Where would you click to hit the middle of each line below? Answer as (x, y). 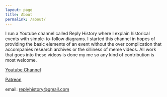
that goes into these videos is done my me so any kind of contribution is (80, 55)
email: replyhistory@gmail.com (37, 89)
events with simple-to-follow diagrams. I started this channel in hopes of (80, 39)
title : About (19, 15)
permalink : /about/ (26, 19)
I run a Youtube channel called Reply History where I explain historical (77, 34)
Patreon (13, 80)
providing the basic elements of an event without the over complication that (83, 44)
